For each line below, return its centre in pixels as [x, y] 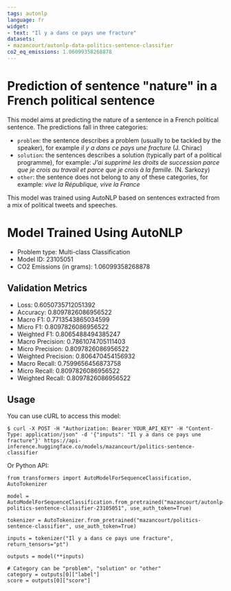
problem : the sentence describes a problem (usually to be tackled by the [119, 140]
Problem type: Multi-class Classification [74, 251]
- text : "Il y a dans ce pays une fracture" [72, 33]
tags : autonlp [27, 13]
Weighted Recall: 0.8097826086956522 [74, 378]
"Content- [199, 429]
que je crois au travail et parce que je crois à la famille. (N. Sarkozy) [113, 169]
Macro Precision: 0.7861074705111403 [71, 341]
